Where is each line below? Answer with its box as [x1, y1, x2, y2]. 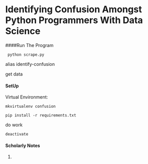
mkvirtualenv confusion [5, 104, 56, 109]
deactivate [5, 132, 29, 137]
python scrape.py [7, 52, 44, 57]
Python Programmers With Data [5, 14, 143, 26]
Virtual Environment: [5, 94, 48, 100]
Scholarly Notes [5, 142, 40, 149]
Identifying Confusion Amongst [5, 4, 142, 15]
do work [5, 122, 23, 128]
